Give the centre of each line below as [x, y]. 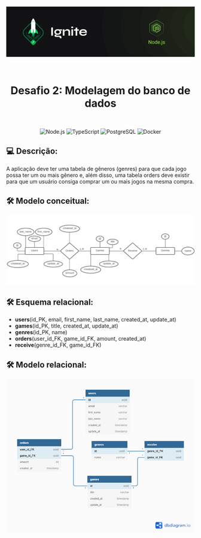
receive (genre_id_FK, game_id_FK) [58, 345]
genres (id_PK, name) [41, 332]
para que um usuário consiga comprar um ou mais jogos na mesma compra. [100, 181]
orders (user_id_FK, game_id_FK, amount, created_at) [80, 339]
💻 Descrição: [32, 151]
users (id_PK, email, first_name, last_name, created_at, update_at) [95, 320]
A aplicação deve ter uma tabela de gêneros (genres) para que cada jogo [96, 169]
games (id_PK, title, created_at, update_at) [66, 326]
